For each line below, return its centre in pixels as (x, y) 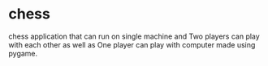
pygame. (23, 53)
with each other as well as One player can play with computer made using (132, 44)
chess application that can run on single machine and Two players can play (134, 36)
